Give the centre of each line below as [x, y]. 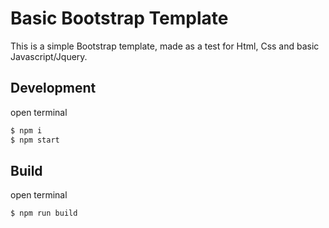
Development [53, 88]
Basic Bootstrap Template [119, 18]
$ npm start [35, 140]
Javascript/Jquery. [49, 56]
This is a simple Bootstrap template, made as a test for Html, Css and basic [165, 46]
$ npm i [26, 130]
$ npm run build [44, 213]
